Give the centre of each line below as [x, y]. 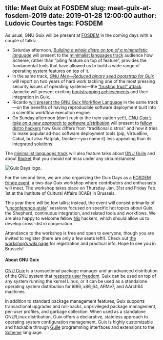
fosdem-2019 [26, 16]
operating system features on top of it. [51, 71]
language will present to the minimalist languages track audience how [82, 55]
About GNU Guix [22, 260]
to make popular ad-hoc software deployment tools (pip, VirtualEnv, [80, 133]
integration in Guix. [31, 97]
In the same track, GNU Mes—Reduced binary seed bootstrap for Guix [83, 76]
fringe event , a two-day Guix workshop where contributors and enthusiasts [81, 183]
